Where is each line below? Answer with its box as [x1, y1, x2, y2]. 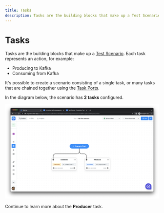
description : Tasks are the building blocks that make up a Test [5, 13, 141, 18]
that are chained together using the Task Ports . [5, 85, 100, 91]
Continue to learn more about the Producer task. [5, 204, 103, 210]
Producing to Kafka [12, 65, 51, 71]
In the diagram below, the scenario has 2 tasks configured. [5, 95, 123, 100]
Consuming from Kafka [12, 71, 59, 77]
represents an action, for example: [5, 56, 74, 62]
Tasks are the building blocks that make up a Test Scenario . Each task [5, 51, 145, 57]
